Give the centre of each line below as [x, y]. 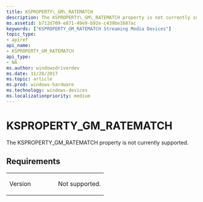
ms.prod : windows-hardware [40, 85]
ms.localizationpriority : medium [48, 96]
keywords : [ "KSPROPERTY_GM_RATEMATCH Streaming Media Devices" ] [89, 29]
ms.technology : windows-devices [47, 90]
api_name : [19, 46]
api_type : [19, 57]
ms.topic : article [29, 79]
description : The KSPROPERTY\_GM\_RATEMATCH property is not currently [98, 17]
